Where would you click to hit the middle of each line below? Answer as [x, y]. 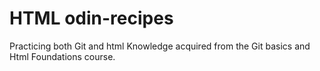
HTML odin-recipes [91, 18]
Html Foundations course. [62, 56]
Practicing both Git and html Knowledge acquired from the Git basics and [160, 46]
